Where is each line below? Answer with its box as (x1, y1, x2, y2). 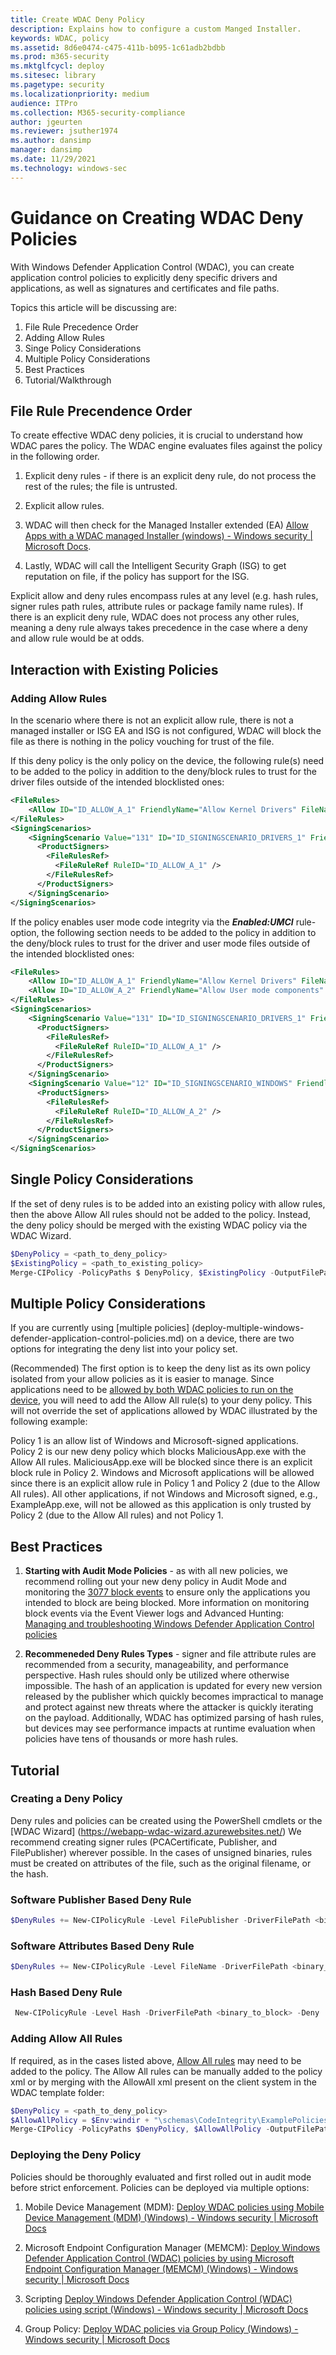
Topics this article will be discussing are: (10, 301, 177, 313)
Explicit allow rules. (24, 500, 105, 512)
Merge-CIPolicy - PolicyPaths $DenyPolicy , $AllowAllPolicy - (10, 2124, 271, 2135)
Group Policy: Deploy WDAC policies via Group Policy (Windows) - (24, 2322, 299, 2335)
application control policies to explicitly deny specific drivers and (10, 271, 278, 283)
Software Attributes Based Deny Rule (10, 1939, 195, 1953)
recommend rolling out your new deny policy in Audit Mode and (24, 1576, 287, 1588)
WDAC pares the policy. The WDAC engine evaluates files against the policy (10, 440, 323, 452)
